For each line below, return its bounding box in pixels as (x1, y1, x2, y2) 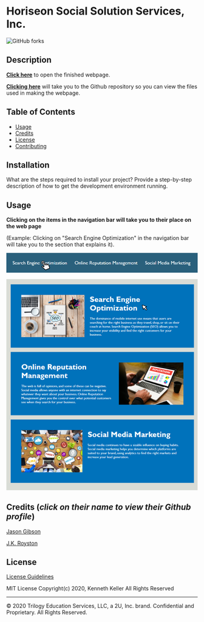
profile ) (6, 511, 35, 522)
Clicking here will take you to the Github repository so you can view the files (6, 83, 197, 90)
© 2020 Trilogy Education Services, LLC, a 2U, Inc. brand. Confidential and (6, 603, 194, 610)
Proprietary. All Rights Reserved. (6, 609, 87, 616)
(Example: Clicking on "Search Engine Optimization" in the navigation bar (6, 234, 189, 242)
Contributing (15, 142, 47, 149)
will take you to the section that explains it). (6, 241, 115, 248)
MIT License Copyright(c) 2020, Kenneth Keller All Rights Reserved (6, 585, 174, 592)
